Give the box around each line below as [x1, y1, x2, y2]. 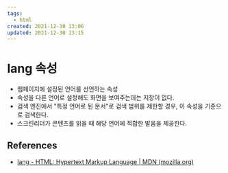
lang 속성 [7, 61, 58, 76]
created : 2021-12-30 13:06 [7, 23, 84, 30]
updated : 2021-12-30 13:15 [7, 29, 84, 36]
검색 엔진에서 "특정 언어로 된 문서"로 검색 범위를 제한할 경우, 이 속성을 [16, 102, 203, 111]
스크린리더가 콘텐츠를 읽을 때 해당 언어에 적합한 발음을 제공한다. [16, 119, 187, 128]
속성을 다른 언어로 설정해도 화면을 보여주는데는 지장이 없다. [16, 93, 175, 102]
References [7, 139, 58, 151]
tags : [7, 10, 23, 17]
